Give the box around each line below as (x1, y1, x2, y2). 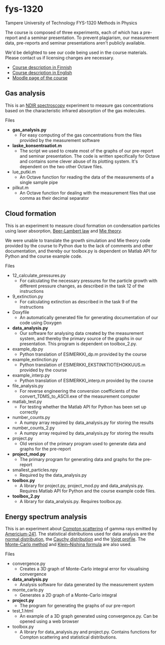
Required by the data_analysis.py (19, 472, 87, 478)
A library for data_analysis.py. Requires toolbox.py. (19, 498, 122, 504)
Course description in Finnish (12, 64, 72, 70)
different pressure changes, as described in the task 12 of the (19, 283, 144, 289)
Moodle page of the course (12, 75, 68, 81)
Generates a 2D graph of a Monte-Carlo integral (19, 592, 117, 598)
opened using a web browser (19, 618, 79, 624)
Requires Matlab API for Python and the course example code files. (19, 488, 156, 494)
